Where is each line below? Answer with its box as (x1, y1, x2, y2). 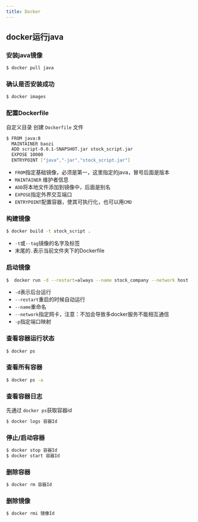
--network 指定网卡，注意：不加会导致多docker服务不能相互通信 (14, 311, 169, 318)
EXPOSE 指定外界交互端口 (14, 191, 72, 198)
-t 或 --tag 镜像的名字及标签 (14, 240, 80, 247)
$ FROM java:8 (6, 135, 41, 141)
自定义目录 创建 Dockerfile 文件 (6, 124, 84, 131)
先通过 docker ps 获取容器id (6, 407, 72, 414)
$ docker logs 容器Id (6, 419, 58, 424)
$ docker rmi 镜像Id (6, 511, 55, 517)
